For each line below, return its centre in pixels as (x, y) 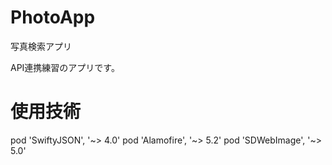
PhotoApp (53, 17)
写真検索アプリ (41, 46)
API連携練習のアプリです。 (65, 67)
